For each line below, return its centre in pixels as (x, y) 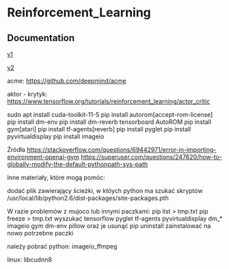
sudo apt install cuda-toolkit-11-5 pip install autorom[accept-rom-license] (110, 115)
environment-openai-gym (43, 157)
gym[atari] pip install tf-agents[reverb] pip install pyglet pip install (99, 129)
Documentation (41, 38)
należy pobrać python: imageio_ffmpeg (62, 246)
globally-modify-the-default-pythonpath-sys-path (78, 164)
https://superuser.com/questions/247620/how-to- (151, 157)
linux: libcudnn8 (30, 259)
